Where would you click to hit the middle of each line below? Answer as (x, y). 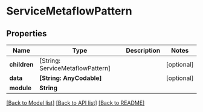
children (21, 64)
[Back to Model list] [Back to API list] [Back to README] (76, 103)
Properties (27, 34)
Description (143, 51)
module (21, 88)
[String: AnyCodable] (70, 78)
